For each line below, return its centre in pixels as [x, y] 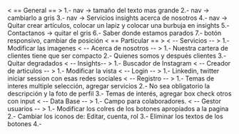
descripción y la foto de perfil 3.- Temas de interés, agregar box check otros [119, 93]
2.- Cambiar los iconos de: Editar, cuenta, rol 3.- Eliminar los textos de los [115, 116]
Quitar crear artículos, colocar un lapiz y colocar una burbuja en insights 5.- [118, 25]
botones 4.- [25, 124]
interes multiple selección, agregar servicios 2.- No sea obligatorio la [109, 86]
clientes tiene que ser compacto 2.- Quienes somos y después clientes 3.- [117, 56]
